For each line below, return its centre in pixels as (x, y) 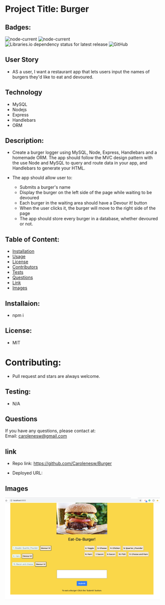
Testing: (18, 392)
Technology (24, 92)
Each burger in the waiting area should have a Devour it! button (83, 203)
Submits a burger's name (45, 187)
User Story (22, 60)
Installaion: (23, 303)
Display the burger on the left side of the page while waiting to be (86, 193)
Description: (25, 141)
